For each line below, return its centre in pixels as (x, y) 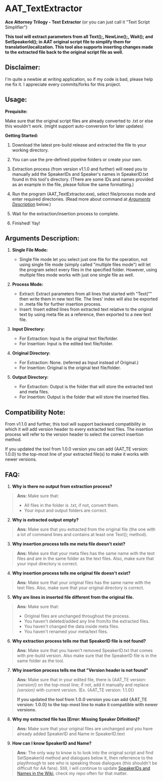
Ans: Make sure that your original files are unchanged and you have (85, 729)
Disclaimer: (23, 67)
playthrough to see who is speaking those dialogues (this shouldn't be (87, 763)
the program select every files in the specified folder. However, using (88, 270)
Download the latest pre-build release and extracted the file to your (79, 145)
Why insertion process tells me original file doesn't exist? (71, 573)
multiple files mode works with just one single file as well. (77, 275)
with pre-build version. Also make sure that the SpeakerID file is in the (87, 656)
